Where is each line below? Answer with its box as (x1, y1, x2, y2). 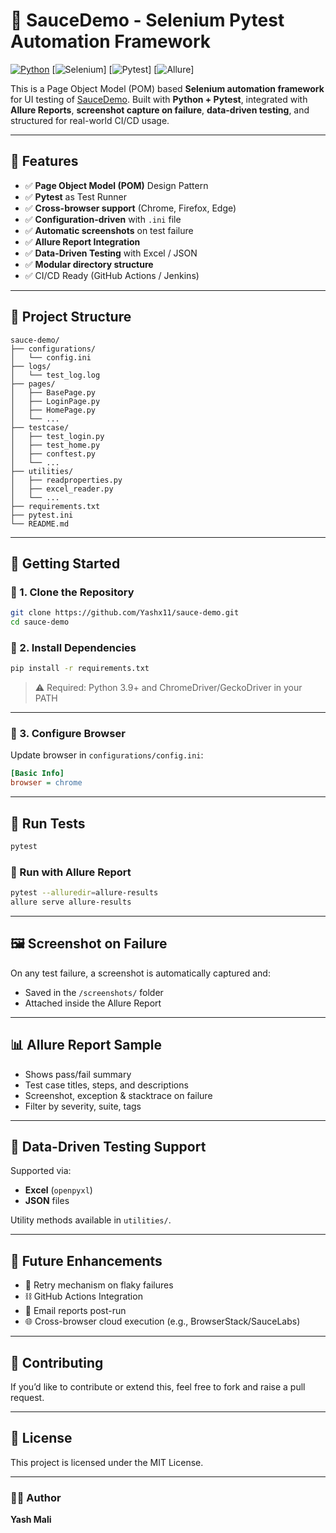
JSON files (24, 1195, 70, 1207)
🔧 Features (10, 153, 79, 170)
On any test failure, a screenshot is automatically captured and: (10, 967, 271, 979)
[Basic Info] (10, 769, 65, 779)
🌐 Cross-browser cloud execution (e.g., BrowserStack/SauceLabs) (24, 1315, 301, 1328)
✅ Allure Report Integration (24, 235, 141, 248)
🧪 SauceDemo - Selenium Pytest (10, 9, 285, 32)
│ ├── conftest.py (10, 449, 97, 459)
